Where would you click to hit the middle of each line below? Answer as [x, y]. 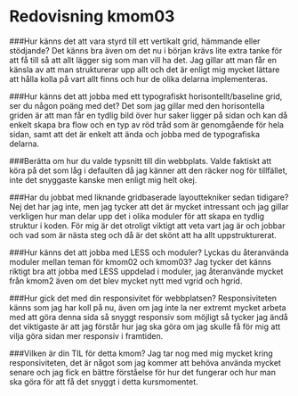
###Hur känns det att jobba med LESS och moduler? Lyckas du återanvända [149, 252]
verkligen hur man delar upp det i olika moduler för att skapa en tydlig [137, 216]
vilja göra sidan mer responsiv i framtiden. [86, 335]
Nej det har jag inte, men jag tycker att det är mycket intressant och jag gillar [149, 206]
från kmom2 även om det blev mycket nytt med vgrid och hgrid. [126, 280]
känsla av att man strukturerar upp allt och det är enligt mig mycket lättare [145, 70]
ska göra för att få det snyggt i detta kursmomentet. [104, 382]
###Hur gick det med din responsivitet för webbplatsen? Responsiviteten [143, 298]
